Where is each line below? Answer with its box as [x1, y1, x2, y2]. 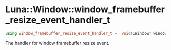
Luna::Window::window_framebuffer [5, 4, 165, 15]
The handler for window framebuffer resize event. [5, 40, 110, 46]
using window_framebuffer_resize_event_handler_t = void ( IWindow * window [5, 31, 167, 36]
